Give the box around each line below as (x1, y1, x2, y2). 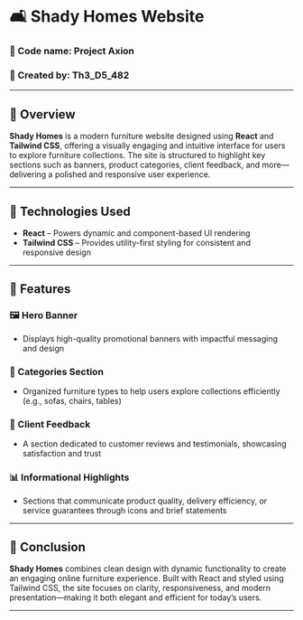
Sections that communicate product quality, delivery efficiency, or (22, 495, 268, 506)
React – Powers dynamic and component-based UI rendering (22, 228, 251, 239)
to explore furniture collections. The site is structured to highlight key (9, 150, 266, 161)
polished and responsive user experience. (54, 169, 211, 180)
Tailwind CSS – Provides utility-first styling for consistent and (22, 238, 251, 249)
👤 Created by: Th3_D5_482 (9, 69, 130, 81)
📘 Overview (9, 107, 76, 122)
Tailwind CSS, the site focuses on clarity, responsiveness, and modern (9, 583, 271, 594)
